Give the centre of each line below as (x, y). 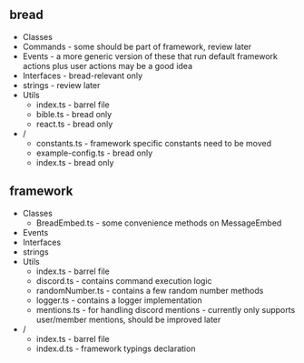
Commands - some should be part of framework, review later (137, 46)
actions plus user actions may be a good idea (108, 66)
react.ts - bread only (74, 124)
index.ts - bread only (75, 162)
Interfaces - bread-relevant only (83, 76)
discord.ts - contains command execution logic (124, 280)
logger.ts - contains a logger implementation (119, 300)
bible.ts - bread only (74, 114)
